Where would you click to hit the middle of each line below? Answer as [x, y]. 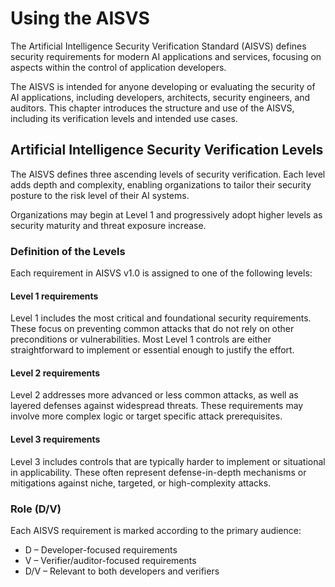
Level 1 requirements [54, 296]
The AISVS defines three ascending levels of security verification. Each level [168, 174]
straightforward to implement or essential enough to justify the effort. [152, 350]
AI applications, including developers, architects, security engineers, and [160, 97]
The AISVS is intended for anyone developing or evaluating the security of [163, 86]
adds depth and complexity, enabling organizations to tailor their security [161, 184]
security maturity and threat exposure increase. [108, 225]
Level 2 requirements [55, 373]
